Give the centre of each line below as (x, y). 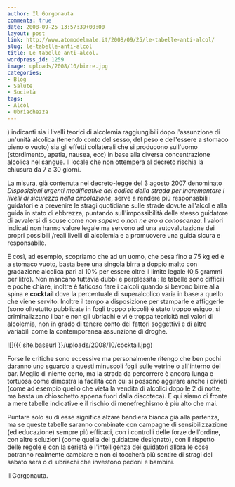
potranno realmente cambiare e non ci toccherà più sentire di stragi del (110, 454)
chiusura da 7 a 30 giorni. (44, 169)
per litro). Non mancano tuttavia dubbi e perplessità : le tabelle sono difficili (116, 279)
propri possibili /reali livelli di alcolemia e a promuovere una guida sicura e (114, 235)
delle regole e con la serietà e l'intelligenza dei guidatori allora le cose (108, 447)
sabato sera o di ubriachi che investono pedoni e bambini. (91, 462)
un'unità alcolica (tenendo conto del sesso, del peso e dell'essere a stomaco (118, 139)
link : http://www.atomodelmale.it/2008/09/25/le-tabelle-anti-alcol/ (111, 40)
